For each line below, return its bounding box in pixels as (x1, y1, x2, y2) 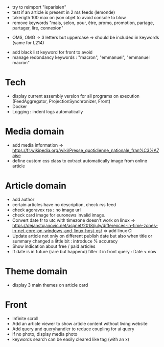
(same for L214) (12, 40, 45, 46)
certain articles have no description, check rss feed (12, 201, 116, 208)
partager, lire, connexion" (12, 25, 64, 31)
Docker (12, 103, 27, 109)
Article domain (5, 180, 67, 191)
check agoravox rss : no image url (12, 207, 81, 213)
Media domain (5, 126, 65, 137)
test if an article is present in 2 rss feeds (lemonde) (12, 9, 115, 15)
